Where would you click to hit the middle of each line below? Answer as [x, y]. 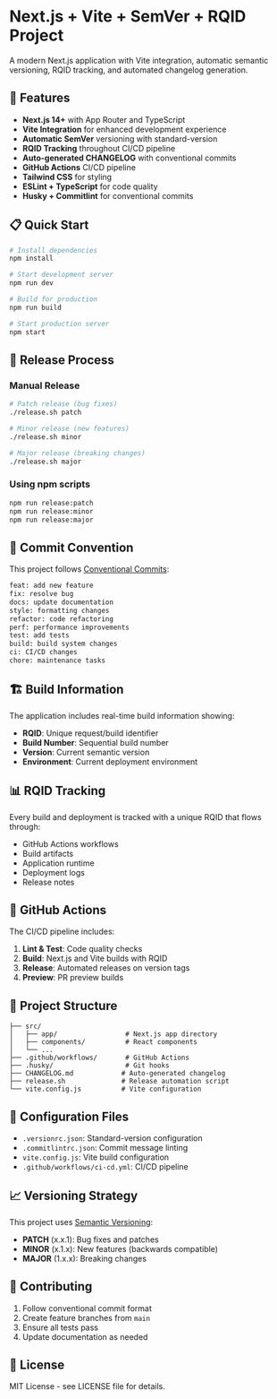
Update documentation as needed [85, 1336]
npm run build [36, 307]
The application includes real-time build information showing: [122, 715]
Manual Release [45, 385]
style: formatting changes [59, 610]
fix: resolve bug [42, 594]
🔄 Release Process [62, 360]
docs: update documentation [62, 602]
